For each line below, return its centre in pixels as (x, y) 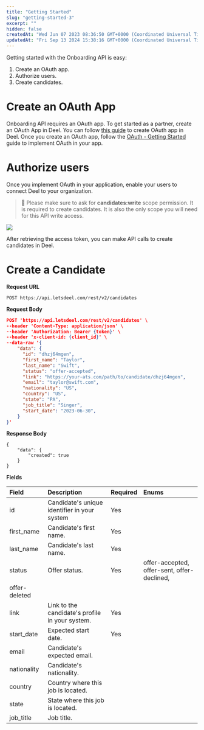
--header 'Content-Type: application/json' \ (65, 326)
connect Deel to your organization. (49, 191)
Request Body (24, 309)
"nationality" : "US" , (50, 388)
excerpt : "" (21, 23)
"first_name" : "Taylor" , (54, 360)
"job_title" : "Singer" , (53, 405)
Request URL (23, 287)
